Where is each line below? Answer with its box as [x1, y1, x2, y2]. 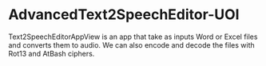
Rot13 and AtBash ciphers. [8, 49, 95, 58]
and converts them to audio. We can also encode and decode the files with [8, 40, 256, 49]
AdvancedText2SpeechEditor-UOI [8, 6, 240, 24]
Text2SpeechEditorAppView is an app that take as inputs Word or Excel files [8, 32, 258, 41]
